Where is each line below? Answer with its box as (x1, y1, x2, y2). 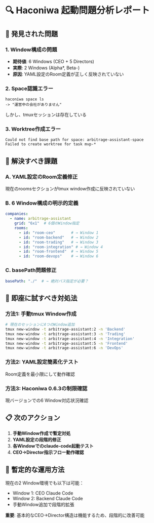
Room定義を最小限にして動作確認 (5, 371, 75, 377)
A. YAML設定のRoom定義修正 (5, 173, 78, 180)
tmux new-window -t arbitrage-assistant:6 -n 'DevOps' (5, 345, 124, 351)
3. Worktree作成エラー (5, 126, 61, 133)
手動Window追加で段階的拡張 (12, 501, 74, 507)
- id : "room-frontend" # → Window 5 (18, 249, 99, 254)
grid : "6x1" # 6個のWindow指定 (14, 221, 80, 226)
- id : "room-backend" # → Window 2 (18, 235, 99, 240)
